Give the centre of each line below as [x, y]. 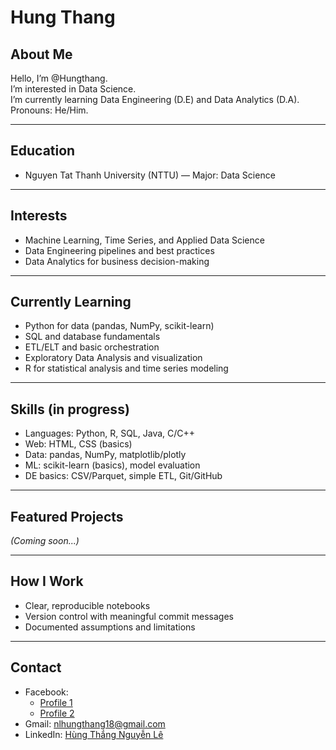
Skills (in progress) [70, 409]
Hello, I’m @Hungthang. [59, 78]
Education [43, 151]
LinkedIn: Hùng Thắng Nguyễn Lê [94, 734]
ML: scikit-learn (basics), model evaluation [112, 465]
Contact [36, 667]
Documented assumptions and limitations [110, 627]
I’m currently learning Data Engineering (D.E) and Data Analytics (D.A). [155, 99]
